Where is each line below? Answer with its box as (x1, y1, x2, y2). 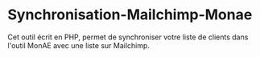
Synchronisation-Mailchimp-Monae (7, 6, 253, 24)
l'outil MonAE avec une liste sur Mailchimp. (7, 40, 151, 50)
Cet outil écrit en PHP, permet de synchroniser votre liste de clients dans (7, 32, 249, 42)
